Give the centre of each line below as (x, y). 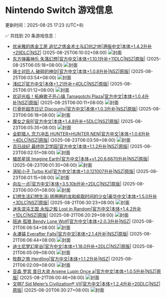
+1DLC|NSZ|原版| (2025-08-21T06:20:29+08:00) (63, 215)
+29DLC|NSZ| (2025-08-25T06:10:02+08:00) (59, 52)
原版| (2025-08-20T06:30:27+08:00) (51, 290)
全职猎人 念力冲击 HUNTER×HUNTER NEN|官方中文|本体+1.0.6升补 (81, 133)
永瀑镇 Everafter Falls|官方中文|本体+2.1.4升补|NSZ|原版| (70, 233)
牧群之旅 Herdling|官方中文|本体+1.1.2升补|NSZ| (61, 258)
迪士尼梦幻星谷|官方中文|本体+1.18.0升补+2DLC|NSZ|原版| (72, 246)
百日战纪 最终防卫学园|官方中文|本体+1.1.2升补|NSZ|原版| (70, 146)
